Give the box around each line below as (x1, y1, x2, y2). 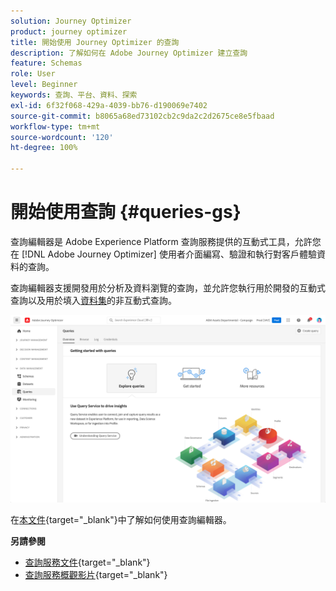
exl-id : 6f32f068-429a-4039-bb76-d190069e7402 (10, 100, 208, 110)
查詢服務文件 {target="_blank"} (24, 556, 151, 569)
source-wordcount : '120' (10, 132, 114, 142)
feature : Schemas (10, 58, 83, 69)
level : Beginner (10, 80, 78, 90)
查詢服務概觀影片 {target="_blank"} (24, 569, 168, 581)
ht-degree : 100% (10, 143, 78, 153)
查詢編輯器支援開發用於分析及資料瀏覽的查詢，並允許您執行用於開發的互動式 (10, 281, 326, 294)
